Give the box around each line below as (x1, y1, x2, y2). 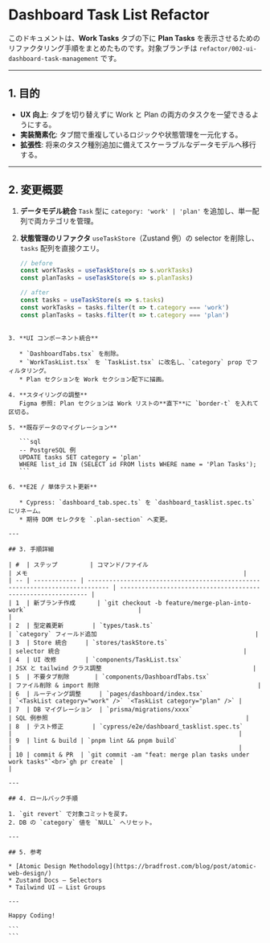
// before (19, 259, 54, 267)
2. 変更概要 (8, 183, 63, 197)
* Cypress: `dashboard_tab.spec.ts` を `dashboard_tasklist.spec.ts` (18, 498, 256, 506)
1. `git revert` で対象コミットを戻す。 (8, 810, 132, 818)
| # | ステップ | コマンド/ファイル (8, 560, 149, 568)
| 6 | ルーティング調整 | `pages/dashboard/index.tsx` (8, 690, 203, 698)
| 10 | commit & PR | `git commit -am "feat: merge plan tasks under (8, 750, 250, 759)
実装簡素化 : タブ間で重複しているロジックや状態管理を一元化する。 (19, 129, 243, 139)
